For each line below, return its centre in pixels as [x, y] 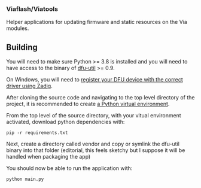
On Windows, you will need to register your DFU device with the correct [95, 80]
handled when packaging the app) [48, 157]
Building [22, 47]
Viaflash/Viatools [32, 9]
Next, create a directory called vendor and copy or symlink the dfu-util [93, 144]
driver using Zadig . [29, 86]
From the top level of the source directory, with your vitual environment [94, 116]
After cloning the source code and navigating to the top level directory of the [100, 98]
